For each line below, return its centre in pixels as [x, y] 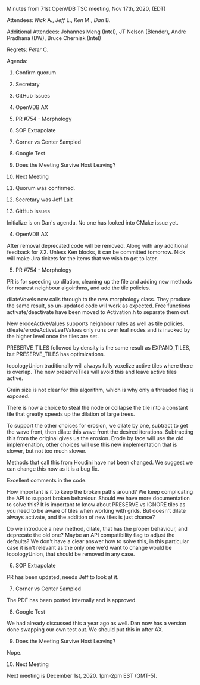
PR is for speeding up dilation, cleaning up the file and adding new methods [99, 281]
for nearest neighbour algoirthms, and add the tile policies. [79, 288]
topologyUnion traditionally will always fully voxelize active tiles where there [100, 365]
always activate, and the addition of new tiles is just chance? [81, 517]
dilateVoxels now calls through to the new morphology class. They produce [99, 299]
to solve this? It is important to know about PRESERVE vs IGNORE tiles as [96, 505]
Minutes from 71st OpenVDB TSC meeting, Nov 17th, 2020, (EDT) [86, 9]
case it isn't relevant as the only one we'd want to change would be [89, 548]
